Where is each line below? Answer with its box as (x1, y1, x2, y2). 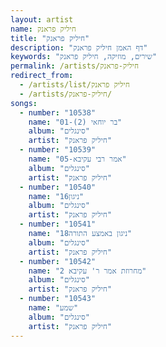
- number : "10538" (19, 107, 97, 118)
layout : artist (10, 14, 74, 25)
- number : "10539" (19, 145, 97, 155)
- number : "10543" (19, 294, 97, 304)
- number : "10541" (19, 219, 97, 230)
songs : (10, 98, 38, 108)
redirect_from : (10, 71, 74, 81)
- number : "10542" (19, 256, 97, 266)
